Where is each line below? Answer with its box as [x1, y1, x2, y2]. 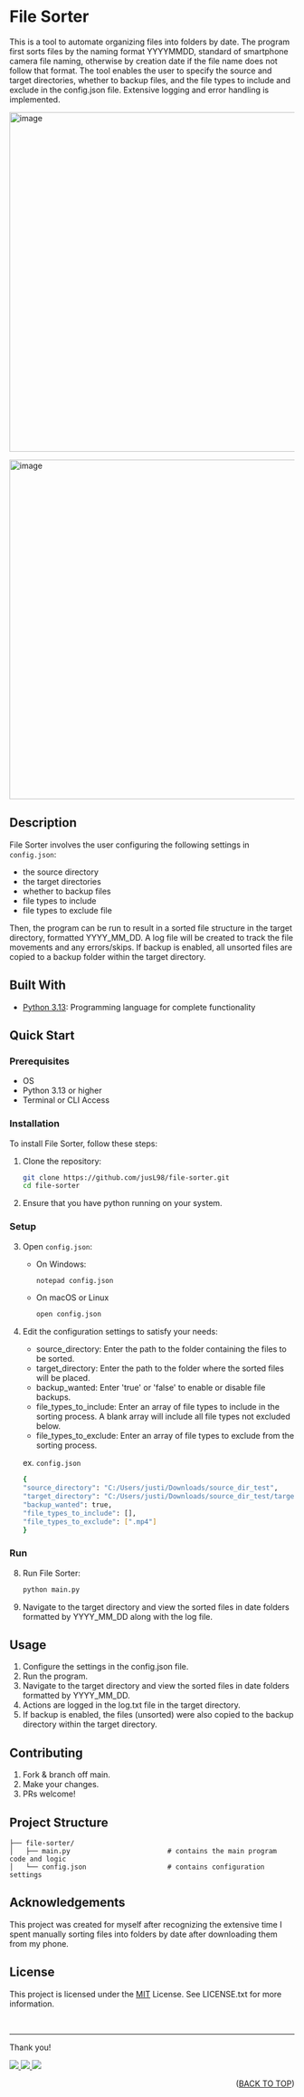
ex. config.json [22, 1458, 81, 1469]
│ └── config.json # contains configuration [9, 1862, 265, 1872]
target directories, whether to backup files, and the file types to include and [9, 74, 291, 85]
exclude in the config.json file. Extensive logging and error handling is [9, 84, 270, 95]
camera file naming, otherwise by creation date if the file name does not [9, 55, 278, 66]
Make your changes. [22, 1779, 100, 1790]
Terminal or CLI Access [22, 1095, 110, 1106]
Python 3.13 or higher [22, 1085, 102, 1096]
